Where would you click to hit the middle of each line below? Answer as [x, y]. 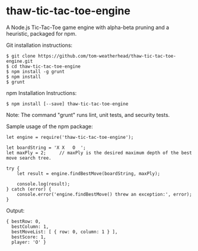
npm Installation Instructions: [41, 93]
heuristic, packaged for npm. [41, 33]
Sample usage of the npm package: [49, 126]
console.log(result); [43, 184]
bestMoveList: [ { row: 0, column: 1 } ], [65, 232]
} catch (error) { [29, 189]
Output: [15, 210]
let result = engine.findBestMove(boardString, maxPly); [89, 173]
